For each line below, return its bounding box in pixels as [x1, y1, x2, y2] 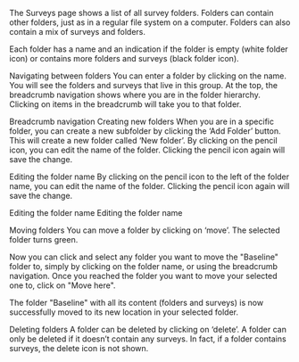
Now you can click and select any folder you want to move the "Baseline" [9, 251, 279, 262]
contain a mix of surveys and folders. [9, 27, 145, 37]
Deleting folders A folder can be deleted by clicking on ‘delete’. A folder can [9, 325, 287, 334]
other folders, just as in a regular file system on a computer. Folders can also [9, 17, 291, 28]
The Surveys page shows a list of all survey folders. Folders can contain [9, 8, 274, 18]
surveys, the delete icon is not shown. [9, 343, 149, 353]
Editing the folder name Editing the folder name [9, 208, 183, 218]
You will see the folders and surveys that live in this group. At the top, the [9, 80, 278, 90]
